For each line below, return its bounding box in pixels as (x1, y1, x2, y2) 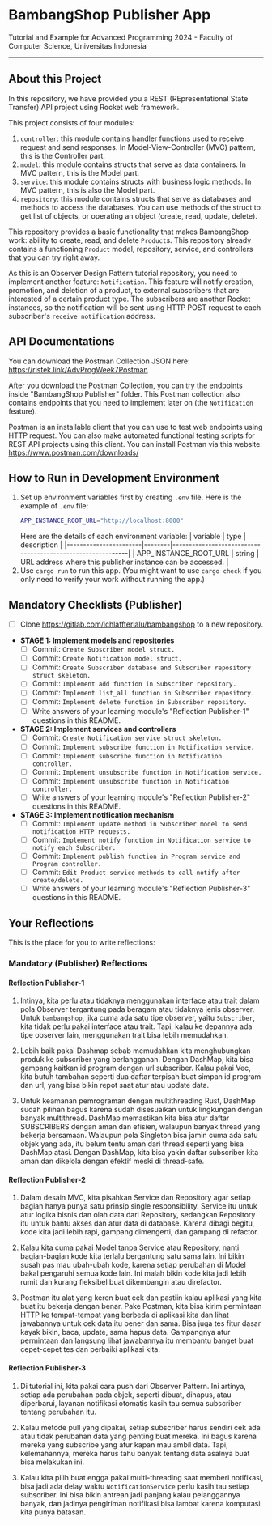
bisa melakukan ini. (19, 1457, 85, 1467)
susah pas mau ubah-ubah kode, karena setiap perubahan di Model (19, 1260, 247, 1270)
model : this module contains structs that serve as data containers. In (19, 159, 247, 169)
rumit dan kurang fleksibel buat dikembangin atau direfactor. (19, 1277, 223, 1287)
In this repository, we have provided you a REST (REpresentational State (8, 93, 249, 103)
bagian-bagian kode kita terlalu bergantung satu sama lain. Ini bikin (19, 1251, 244, 1261)
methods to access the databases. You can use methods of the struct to (19, 202, 261, 212)
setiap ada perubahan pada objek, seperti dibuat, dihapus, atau (19, 1390, 232, 1400)
